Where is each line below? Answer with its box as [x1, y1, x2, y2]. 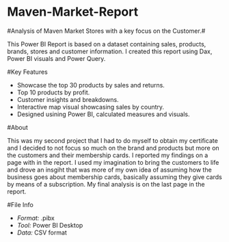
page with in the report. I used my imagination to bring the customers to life [7, 158, 219, 166]
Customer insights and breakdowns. [16, 95, 119, 103]
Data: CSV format [16, 228, 67, 237]
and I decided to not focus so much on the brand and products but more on [7, 144, 220, 152]
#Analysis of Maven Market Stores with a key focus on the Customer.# [7, 27, 206, 35]
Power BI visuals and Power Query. [7, 54, 106, 62]
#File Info [7, 200, 34, 209]
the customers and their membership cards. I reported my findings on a [7, 151, 208, 159]
